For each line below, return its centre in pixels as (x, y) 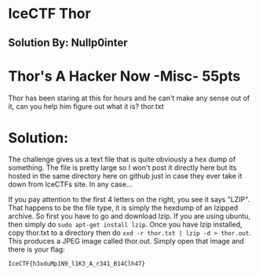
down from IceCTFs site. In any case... (70, 184)
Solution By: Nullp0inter (68, 43)
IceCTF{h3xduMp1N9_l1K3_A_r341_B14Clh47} (77, 264)
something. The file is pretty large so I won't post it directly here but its (122, 168)
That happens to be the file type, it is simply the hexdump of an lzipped (123, 208)
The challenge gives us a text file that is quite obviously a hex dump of (122, 159)
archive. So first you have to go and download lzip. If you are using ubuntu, (129, 216)
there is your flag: (36, 250)
